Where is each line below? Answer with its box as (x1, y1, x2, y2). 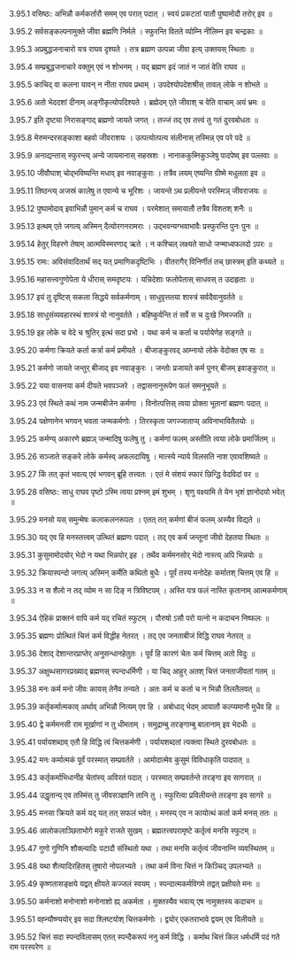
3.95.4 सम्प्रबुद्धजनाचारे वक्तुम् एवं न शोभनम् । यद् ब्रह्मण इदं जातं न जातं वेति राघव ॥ (9, 62, 246, 72)
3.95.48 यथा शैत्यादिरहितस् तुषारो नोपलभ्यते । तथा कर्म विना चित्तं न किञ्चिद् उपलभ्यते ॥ (9, 861, 262, 871)
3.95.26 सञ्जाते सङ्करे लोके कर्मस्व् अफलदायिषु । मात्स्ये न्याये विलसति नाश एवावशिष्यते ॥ (9, 452, 268, 461)
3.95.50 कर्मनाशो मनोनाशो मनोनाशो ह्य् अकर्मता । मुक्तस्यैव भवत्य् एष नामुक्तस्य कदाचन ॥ (9, 896, 263, 907)
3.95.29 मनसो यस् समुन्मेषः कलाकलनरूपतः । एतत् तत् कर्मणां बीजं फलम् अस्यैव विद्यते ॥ (9, 515, 261, 524)
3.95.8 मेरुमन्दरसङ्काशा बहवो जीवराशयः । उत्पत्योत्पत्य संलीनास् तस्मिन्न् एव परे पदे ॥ (9, 133, 250, 143)
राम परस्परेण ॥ (9, 941, 51, 952)
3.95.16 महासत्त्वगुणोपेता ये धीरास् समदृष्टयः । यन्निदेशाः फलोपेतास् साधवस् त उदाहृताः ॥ (9, 275, 255, 284)
